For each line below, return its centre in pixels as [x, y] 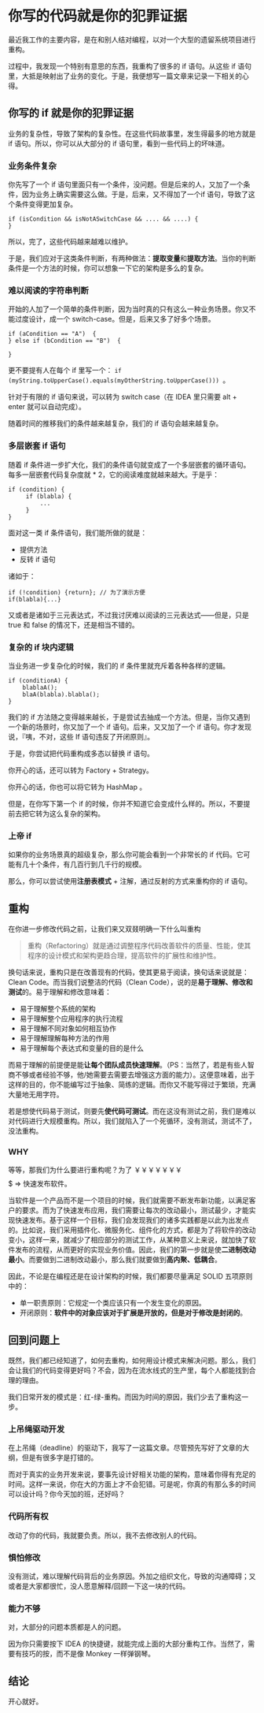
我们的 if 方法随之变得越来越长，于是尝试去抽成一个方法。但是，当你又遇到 [129, 717]
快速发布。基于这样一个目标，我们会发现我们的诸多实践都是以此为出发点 [132, 1220]
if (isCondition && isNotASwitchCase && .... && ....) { [103, 219]
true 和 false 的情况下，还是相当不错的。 [73, 624]
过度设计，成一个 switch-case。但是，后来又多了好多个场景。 [115, 319]
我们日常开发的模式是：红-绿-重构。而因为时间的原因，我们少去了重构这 [125, 1397]
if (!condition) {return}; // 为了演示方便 [77, 592]
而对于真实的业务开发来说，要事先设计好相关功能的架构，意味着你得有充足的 [132, 1474]
